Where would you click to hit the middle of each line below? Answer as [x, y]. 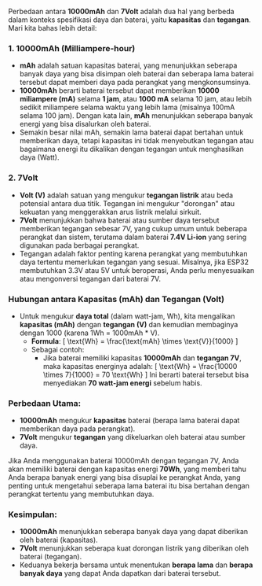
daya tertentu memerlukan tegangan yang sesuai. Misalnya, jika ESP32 [134, 262]
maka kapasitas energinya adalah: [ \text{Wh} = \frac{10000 [140, 366]
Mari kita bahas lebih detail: [53, 28]
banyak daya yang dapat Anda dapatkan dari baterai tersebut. [120, 573]
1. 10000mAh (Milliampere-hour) [72, 48]
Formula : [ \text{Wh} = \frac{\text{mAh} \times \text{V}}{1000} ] [135, 341]
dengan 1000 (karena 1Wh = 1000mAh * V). [89, 333]
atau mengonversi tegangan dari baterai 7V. [90, 278]
